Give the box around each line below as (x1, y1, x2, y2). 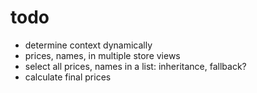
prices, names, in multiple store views (24, 49, 181, 61)
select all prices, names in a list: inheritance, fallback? (24, 60, 247, 72)
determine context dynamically (24, 39, 153, 51)
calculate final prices (24, 71, 112, 83)
